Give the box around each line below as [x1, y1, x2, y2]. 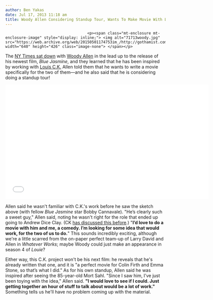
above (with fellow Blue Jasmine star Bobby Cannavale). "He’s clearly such [5, 209, 163, 215]
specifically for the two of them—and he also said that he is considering [5, 69, 156, 75]
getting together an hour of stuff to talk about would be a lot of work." [5, 283, 155, 290]
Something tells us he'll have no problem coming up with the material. [5, 289, 151, 295]
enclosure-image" [5, 35, 42, 41]
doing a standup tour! [5, 75, 50, 81]
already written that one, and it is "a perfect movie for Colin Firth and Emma [5, 262, 164, 268]
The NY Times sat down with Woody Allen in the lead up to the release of [5, 53, 159, 59]
